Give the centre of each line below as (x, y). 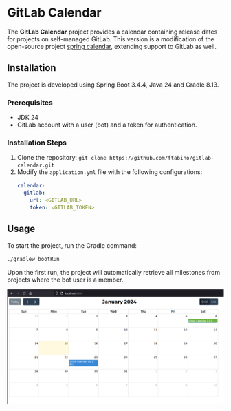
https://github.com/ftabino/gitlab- (162, 158)
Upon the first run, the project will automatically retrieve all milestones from (114, 272)
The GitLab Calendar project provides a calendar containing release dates (112, 32)
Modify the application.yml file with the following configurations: (110, 172)
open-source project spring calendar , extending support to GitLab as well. (112, 46)
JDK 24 (28, 118)
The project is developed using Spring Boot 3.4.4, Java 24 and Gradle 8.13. (113, 85)
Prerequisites (30, 103)
